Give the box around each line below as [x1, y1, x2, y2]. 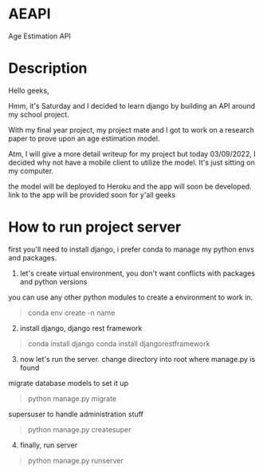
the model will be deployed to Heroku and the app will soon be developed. [8, 181, 253, 191]
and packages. [8, 252, 57, 262]
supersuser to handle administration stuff [8, 409, 143, 419]
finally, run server [19, 440, 78, 450]
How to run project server [8, 218, 182, 236]
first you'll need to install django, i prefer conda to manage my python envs [8, 244, 255, 254]
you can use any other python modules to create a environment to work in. [8, 292, 253, 302]
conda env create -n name [27, 308, 116, 317]
